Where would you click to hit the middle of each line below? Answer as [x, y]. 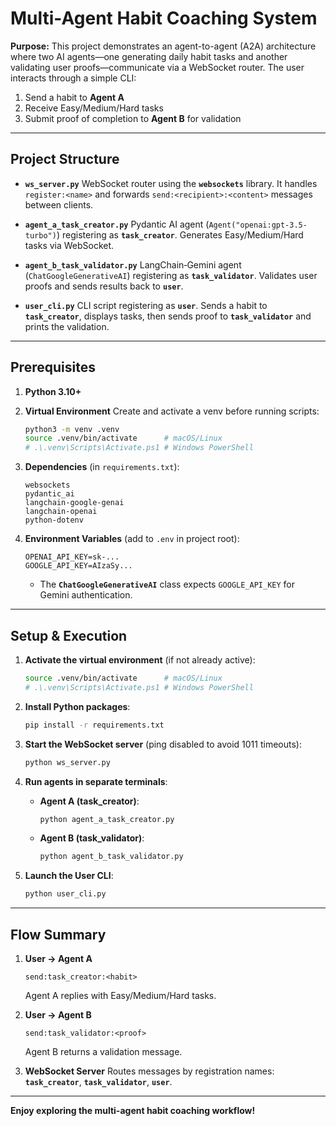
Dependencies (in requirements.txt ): [102, 467]
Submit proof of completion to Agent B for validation [133, 118]
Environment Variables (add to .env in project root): [132, 539]
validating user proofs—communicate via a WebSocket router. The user [157, 67]
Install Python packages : [77, 706]
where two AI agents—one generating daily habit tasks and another [149, 56]
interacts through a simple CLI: [73, 78]
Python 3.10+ [53, 391]
